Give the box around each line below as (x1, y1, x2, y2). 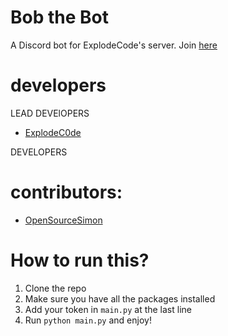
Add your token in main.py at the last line (24, 303, 192, 315)
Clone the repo (24, 282, 87, 294)
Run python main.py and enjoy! (24, 314, 152, 326)
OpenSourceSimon (24, 214, 103, 226)
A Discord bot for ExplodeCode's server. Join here (10, 39, 218, 51)
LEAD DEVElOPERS (10, 107, 90, 119)
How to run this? (10, 249, 150, 271)
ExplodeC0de (24, 126, 82, 138)
